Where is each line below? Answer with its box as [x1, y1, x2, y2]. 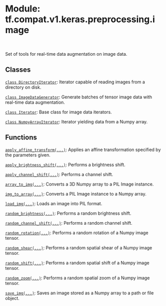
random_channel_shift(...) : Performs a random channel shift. [5, 220, 132, 226]
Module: [5, 3, 40, 15]
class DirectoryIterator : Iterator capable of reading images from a [5, 79, 145, 85]
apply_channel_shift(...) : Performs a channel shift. [5, 171, 113, 177]
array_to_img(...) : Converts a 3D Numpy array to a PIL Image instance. [5, 181, 154, 187]
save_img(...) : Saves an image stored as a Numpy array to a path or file [5, 289, 154, 296]
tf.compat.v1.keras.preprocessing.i [5, 14, 155, 25]
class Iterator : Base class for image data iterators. [5, 109, 112, 115]
